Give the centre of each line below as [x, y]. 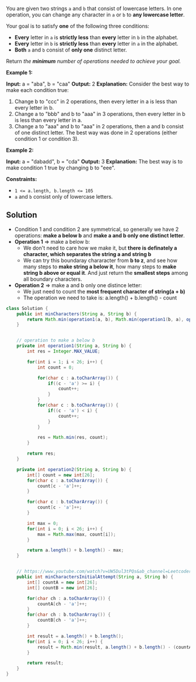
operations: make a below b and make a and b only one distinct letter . [99, 235]
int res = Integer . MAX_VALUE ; [64, 352]
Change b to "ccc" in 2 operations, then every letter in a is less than [96, 101]
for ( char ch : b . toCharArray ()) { [69, 615]
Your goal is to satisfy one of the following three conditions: [78, 26]
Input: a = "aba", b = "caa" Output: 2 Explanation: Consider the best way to [98, 84]
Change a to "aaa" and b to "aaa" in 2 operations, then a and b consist [99, 126]
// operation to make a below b [56, 340]
